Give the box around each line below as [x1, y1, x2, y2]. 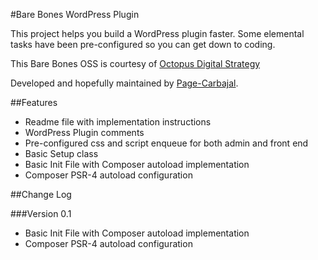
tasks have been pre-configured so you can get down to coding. [10, 39, 276, 50]
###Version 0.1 [10, 208, 72, 219]
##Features [10, 97, 58, 108]
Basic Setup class [24, 148, 99, 159]
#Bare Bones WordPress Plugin [10, 9, 140, 20]
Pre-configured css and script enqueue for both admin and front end [24, 137, 309, 149]
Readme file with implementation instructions [24, 116, 212, 128]
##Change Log [10, 189, 72, 200]
